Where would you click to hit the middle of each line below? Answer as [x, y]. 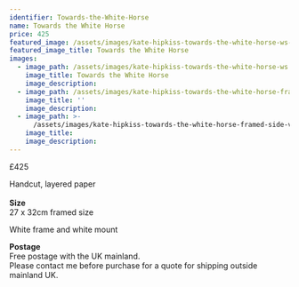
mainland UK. [34, 275]
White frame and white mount [64, 229]
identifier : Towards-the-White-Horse [79, 17]
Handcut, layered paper [53, 184]
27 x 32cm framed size [52, 212]
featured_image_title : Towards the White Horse [99, 51]
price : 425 [29, 34]
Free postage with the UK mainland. [75, 256]
